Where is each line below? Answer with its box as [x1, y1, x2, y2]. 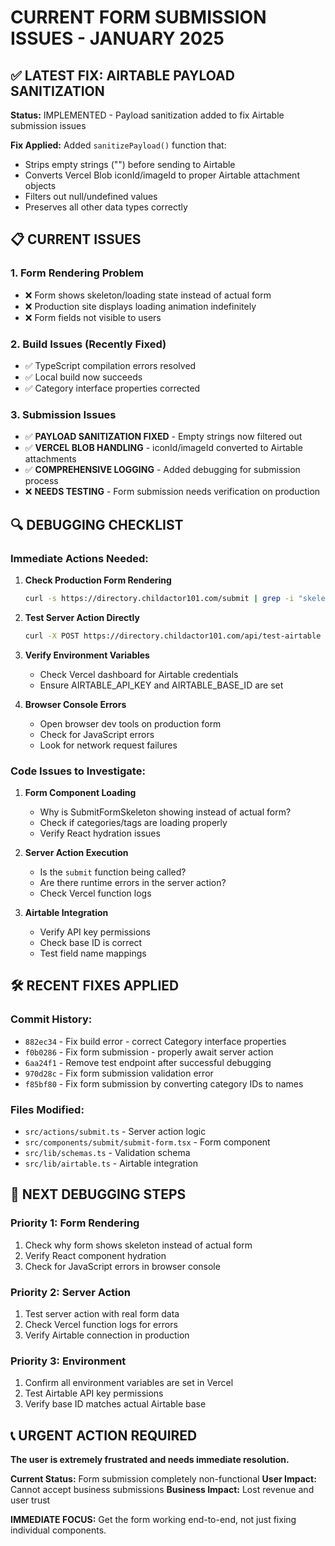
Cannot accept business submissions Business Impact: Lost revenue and [10, 1484, 315, 1496]
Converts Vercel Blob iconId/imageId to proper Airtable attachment [24, 169, 300, 181]
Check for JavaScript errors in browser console [24, 1260, 221, 1272]
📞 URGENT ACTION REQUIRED [10, 1427, 198, 1444]
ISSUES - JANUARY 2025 [10, 27, 225, 50]
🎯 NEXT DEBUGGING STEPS [10, 1186, 187, 1203]
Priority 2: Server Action [10, 1285, 131, 1299]
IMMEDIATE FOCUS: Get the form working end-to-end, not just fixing [10, 1514, 297, 1526]
